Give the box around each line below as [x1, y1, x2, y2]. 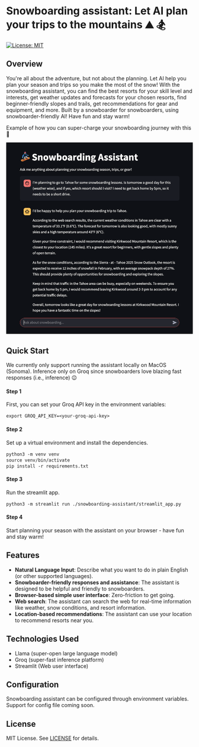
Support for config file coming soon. [6, 702, 95, 709]
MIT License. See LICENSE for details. [6, 735, 99, 742]
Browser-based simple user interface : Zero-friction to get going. [14, 591, 175, 598]
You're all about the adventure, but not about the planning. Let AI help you [6, 74, 187, 81]
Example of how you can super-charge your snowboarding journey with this [6, 124, 191, 131]
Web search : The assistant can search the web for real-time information [14, 598, 191, 605]
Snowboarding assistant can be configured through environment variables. [6, 695, 189, 702]
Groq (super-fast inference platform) [14, 656, 104, 663]
